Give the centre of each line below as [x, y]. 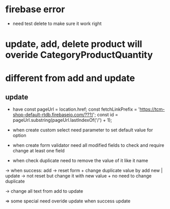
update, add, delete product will [74, 44]
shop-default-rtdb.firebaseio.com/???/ [53, 115]
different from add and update [70, 78]
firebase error [35, 9]
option [19, 136]
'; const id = [106, 115]
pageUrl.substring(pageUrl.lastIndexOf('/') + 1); [62, 120]
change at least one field [39, 151]
